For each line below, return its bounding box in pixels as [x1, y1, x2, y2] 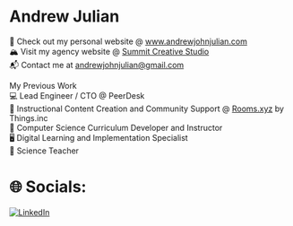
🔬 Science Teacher [9, 145, 79, 156]
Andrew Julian [9, 6, 120, 27]
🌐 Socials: [9, 177, 87, 197]
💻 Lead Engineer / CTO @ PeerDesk [9, 90, 145, 100]
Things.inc [9, 112, 48, 123]
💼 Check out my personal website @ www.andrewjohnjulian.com [9, 36, 248, 47]
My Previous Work [9, 80, 78, 91]
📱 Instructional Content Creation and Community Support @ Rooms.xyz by [9, 103, 285, 114]
